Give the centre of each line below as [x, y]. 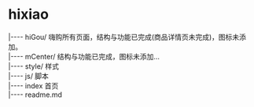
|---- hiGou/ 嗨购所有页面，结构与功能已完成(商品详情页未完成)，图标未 [124, 37]
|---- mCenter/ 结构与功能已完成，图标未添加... [84, 56]
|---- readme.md [35, 95]
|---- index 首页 [33, 86]
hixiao [29, 14]
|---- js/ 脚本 [29, 76]
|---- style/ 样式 [34, 66]
